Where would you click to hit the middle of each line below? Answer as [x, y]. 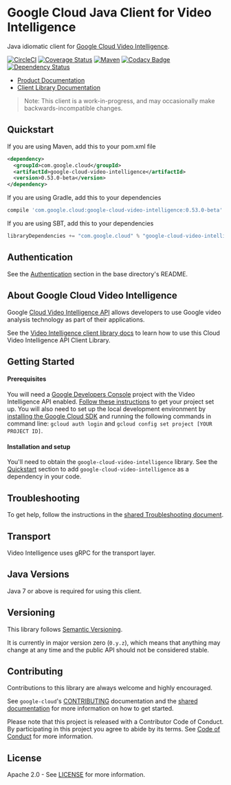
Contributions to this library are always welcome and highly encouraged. [110, 688]
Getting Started [41, 361]
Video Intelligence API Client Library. [59, 340]
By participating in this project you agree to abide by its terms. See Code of [114, 729]
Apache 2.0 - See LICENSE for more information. [76, 775]
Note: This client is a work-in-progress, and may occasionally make [119, 100]
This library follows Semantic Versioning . [65, 629]
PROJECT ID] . [25, 431]
